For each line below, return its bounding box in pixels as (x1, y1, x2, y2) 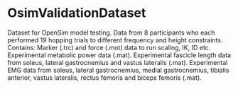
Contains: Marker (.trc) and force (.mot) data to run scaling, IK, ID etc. (7, 43, 211, 52)
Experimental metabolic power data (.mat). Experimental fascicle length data (7, 51, 232, 59)
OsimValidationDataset (7, 5, 146, 21)
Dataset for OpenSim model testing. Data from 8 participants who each (7, 28, 215, 37)
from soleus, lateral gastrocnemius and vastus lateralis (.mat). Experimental (7, 58, 228, 66)
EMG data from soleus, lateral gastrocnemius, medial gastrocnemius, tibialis (7, 66, 229, 74)
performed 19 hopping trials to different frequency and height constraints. (7, 35, 223, 44)
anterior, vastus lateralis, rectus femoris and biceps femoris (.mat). (7, 73, 202, 82)
